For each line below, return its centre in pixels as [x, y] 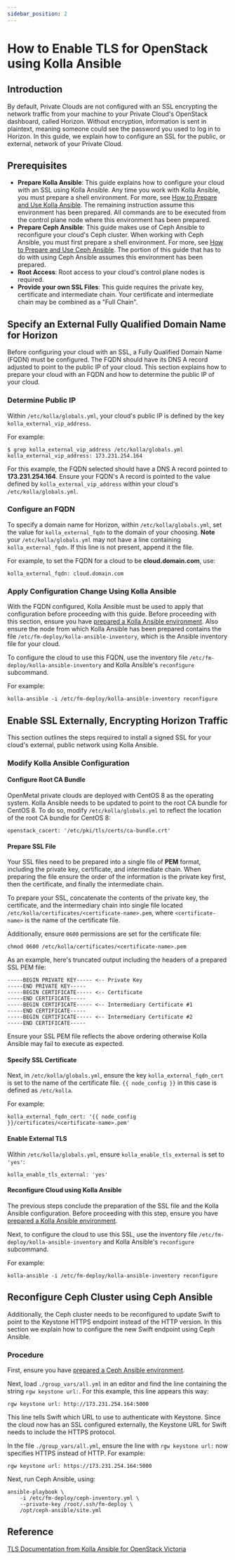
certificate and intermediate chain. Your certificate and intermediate [115, 295]
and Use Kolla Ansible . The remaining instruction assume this [106, 205]
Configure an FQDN [41, 509]
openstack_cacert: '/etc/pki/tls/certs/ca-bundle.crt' [89, 831]
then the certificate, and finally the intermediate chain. [86, 884]
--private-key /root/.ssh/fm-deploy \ [76, 1504]
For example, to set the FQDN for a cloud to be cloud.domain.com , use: [112, 560]
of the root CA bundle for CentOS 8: [59, 818]
